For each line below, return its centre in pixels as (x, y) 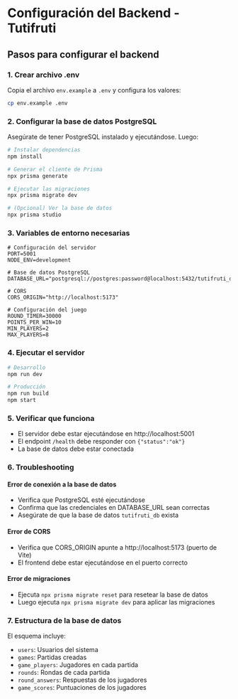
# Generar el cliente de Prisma (55, 169)
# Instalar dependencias (44, 150)
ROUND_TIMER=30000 (34, 316)
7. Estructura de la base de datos (64, 620)
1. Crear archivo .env (44, 75)
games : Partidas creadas (52, 657)
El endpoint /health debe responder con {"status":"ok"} (101, 442)
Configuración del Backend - (93, 13)
